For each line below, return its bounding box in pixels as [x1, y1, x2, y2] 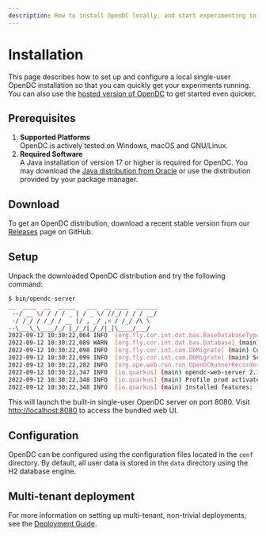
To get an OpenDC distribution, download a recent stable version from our [8, 219, 250, 228]
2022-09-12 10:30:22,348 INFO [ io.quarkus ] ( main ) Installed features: [8, 383, 253, 391]
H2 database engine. [8, 466, 77, 476]
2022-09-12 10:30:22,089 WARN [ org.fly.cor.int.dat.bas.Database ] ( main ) [8, 339, 260, 347]
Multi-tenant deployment [8, 489, 135, 503]
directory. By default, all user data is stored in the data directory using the [8, 458, 249, 468]
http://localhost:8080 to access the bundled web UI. [8, 405, 179, 416]
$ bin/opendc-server [8, 295, 77, 302]
